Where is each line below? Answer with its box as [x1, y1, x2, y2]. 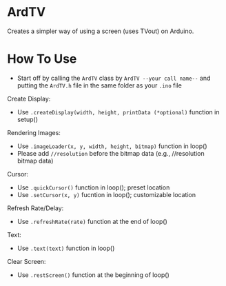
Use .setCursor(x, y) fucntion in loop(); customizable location [17, 190, 196, 198]
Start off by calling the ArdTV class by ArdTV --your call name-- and [17, 74, 211, 82]
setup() [17, 115, 38, 123]
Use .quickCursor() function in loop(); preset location [17, 183, 170, 192]
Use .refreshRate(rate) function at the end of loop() [17, 217, 167, 225]
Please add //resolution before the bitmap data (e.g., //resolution [17, 149, 205, 157]
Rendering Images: [7, 128, 61, 136]
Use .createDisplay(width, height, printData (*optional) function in [17, 108, 220, 116]
